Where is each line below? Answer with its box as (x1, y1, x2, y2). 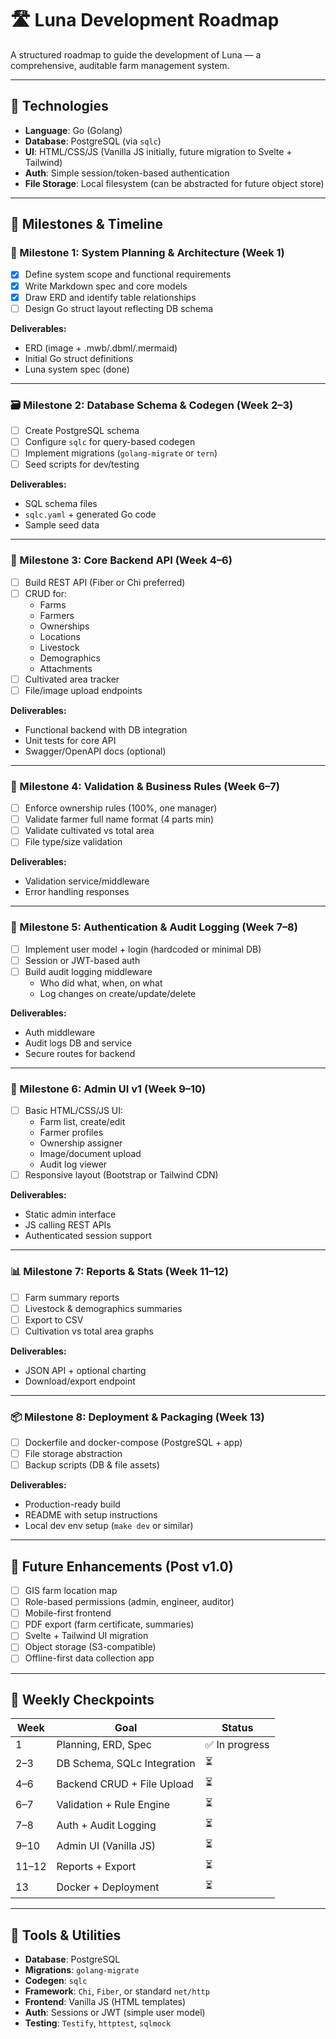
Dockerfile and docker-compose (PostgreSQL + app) (24, 1437, 243, 1449)
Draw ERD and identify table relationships (24, 291, 197, 303)
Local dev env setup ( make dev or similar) (24, 1520, 194, 1532)
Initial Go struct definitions (24, 352, 134, 364)
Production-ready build (24, 1498, 121, 1511)
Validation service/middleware (24, 875, 150, 887)
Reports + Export (56, 1859, 137, 1873)
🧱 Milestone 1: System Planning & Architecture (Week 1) (10, 246, 285, 260)
